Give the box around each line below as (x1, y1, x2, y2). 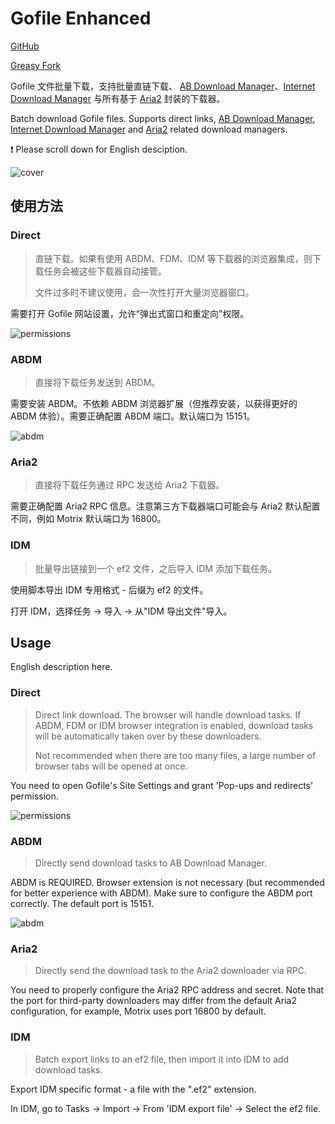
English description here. (10, 661, 113, 673)
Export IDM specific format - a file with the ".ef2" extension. (10, 1083, 257, 1095)
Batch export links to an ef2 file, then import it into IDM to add (34, 1053, 290, 1065)
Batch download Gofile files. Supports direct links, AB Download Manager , (10, 112, 316, 124)
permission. (10, 790, 59, 802)
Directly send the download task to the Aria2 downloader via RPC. (34, 965, 307, 977)
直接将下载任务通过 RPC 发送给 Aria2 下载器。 (34, 479, 225, 491)
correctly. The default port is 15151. (10, 897, 155, 909)
